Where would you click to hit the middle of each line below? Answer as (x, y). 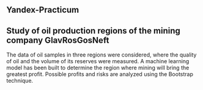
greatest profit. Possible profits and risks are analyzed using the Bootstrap (100, 74)
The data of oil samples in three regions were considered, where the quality (102, 55)
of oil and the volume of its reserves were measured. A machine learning (98, 61)
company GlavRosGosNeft (58, 40)
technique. (20, 81)
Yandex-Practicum (43, 10)
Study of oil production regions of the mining (93, 31)
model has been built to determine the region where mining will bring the (98, 68)
